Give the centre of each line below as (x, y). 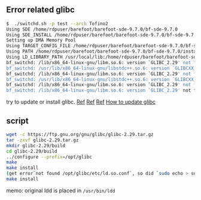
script (17, 121)
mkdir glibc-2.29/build (36, 146)
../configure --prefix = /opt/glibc (49, 157)
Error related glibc (40, 10)
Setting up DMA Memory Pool (41, 40)
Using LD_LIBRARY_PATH (34, 57)
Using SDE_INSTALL (29, 35)
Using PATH (20, 51)
